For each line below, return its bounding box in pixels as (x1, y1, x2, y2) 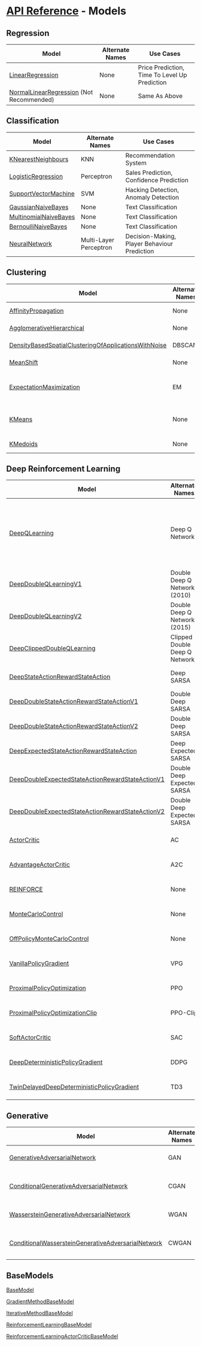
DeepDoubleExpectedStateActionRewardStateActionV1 (9, 775, 165, 784)
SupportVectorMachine (9, 189, 75, 198)
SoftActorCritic (9, 1033, 51, 1042)
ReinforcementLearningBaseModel (6, 1321, 92, 1329)
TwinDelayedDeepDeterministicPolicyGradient (9, 1083, 139, 1091)
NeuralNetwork (9, 240, 53, 248)
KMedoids (9, 439, 38, 448)
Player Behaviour (125, 240, 173, 248)
